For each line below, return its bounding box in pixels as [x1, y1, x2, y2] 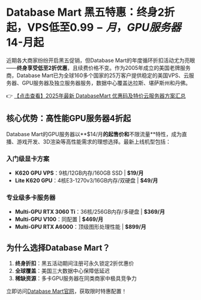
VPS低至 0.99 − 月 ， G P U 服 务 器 [27, 20, 181, 34]
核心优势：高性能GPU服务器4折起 [6, 113, 131, 123]
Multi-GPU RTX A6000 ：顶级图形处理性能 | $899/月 [14, 223, 146, 231]
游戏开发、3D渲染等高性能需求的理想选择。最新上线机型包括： [16, 138, 171, 145]
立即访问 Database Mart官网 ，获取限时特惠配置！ [6, 287, 127, 295]
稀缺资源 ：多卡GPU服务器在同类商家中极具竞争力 [14, 275, 137, 282]
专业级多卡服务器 [6, 193, 56, 202]
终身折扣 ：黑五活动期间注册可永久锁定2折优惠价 [14, 260, 134, 267]
